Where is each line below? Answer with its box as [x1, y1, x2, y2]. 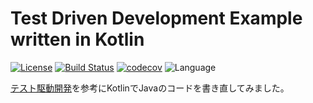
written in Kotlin [10, 28, 145, 51]
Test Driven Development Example [10, 7, 303, 30]
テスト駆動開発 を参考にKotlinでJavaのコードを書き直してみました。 [10, 82, 290, 94]
